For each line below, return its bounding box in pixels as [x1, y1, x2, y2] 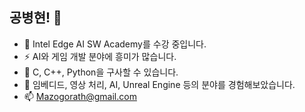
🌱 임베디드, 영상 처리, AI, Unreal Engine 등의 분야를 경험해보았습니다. [23, 78, 296, 90]
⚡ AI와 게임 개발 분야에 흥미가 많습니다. [23, 50, 177, 62]
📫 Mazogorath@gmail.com [23, 90, 137, 102]
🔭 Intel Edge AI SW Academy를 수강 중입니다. [23, 38, 207, 50]
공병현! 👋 [9, 9, 62, 27]
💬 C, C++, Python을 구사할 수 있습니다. [23, 66, 179, 78]
